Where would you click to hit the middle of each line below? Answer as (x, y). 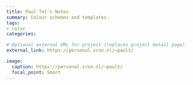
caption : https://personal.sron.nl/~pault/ (67, 66)
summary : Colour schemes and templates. (58, 17)
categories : (21, 34)
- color (16, 28)
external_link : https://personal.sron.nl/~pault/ (70, 51)
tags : (13, 23)
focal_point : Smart (36, 72)
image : (15, 61)
